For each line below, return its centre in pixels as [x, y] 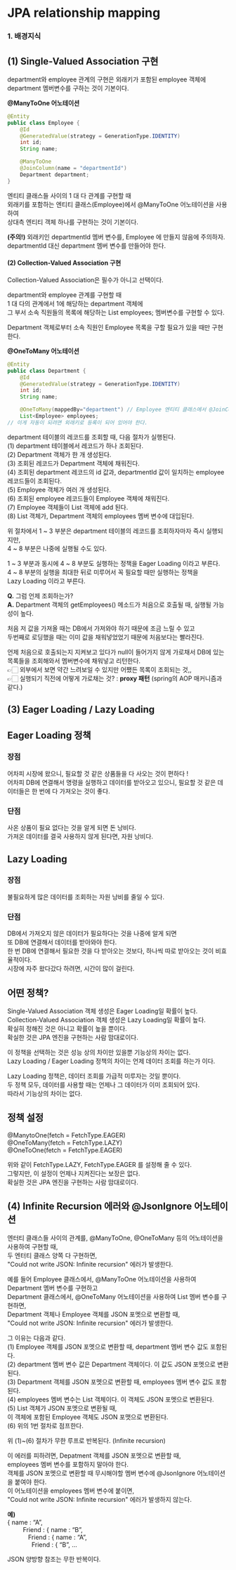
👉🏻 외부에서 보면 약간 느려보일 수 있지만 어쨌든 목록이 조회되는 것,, [99, 669]
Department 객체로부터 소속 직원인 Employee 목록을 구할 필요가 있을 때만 [109, 327]
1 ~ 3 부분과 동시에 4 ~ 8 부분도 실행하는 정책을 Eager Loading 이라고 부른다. [114, 563]
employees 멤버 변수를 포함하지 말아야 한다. [68, 1464]
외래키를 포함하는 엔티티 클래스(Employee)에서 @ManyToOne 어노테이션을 [111, 204]
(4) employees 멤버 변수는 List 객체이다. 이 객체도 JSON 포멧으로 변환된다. [111, 1399]
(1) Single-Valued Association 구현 [83, 61]
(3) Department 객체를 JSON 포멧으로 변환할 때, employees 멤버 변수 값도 [111, 1382]
